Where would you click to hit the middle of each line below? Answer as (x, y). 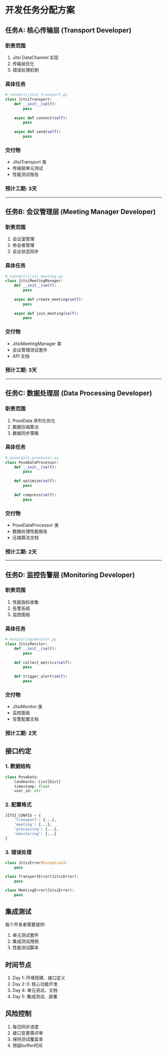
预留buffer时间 (27, 1045)
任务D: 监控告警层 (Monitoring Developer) (70, 575)
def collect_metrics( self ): (43, 662)
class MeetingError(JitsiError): (40, 890)
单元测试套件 (25, 935)
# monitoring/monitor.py (31, 639)
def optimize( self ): (35, 481)
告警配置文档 (25, 719)
